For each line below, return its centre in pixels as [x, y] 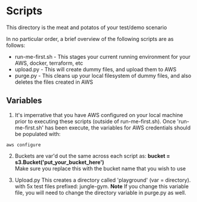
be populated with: [38, 134]
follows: [16, 45]
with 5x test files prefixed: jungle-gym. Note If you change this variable [101, 186]
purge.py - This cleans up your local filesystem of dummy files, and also [103, 75]
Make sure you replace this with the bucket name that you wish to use [100, 168]
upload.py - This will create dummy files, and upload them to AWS [96, 69]
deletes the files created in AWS [54, 82]
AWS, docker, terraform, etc [49, 63]
